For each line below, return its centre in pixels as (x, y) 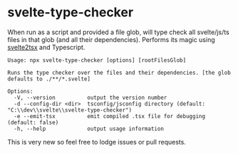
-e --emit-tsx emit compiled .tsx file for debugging (109, 116)
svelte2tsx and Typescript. (46, 47)
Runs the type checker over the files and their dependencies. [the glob (119, 73)
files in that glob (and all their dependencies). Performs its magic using (111, 39)
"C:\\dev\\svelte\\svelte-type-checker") (70, 110)
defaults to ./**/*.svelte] (49, 79)
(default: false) (33, 122)
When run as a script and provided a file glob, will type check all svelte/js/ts (118, 32)
